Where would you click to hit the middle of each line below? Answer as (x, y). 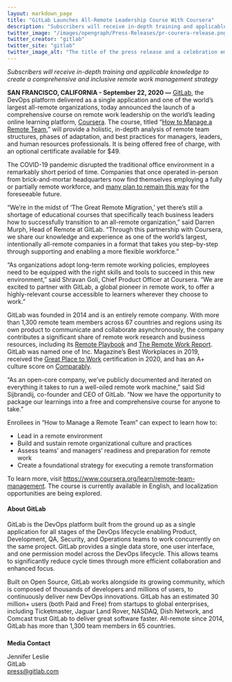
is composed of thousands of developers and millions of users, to (100, 589)
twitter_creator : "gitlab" (46, 39)
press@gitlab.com (33, 671)
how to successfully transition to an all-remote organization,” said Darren (111, 222)
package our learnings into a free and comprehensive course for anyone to (114, 401)
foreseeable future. (35, 193)
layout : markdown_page (40, 13)
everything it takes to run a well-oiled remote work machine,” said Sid (106, 387)
